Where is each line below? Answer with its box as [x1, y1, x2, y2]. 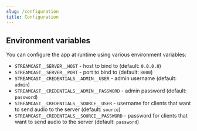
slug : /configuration [6, 8, 59, 15]
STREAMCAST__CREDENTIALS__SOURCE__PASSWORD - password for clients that [14, 112, 188, 119]
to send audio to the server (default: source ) [14, 106, 121, 113]
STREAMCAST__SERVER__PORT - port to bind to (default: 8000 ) [14, 68, 153, 76]
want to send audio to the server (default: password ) [14, 118, 140, 126]
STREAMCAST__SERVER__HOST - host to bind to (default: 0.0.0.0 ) [14, 63, 161, 70]
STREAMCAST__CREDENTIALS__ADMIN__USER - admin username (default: [14, 75, 177, 82]
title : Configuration [6, 14, 59, 20]
